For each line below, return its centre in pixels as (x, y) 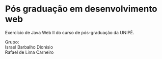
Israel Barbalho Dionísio (29, 47)
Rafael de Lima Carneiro (29, 52)
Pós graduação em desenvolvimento (81, 9)
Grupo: (12, 42)
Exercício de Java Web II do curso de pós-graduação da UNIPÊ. (70, 32)
